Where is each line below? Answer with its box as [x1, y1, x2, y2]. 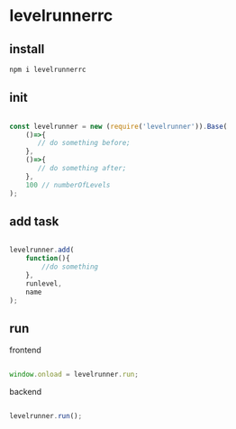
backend [9, 387, 42, 397]
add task [9, 214, 59, 229]
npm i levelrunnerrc [9, 65, 87, 74]
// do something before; [37, 139, 131, 148]
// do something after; [37, 164, 127, 173]
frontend [9, 344, 42, 356]
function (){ [25, 254, 70, 263]
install [9, 41, 45, 57]
